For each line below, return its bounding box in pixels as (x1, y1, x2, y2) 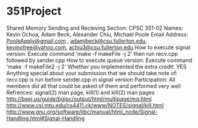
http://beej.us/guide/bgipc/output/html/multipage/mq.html (6, 95, 152, 103)
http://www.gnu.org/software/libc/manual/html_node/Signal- (6, 108, 158, 115)
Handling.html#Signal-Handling (6, 114, 85, 122)
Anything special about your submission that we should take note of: (6, 69, 178, 76)
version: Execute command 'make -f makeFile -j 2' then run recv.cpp (6, 50, 178, 57)
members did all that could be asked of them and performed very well (6, 82, 181, 89)
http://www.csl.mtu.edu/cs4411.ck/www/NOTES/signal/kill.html (6, 101, 164, 109)
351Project (6, 4, 62, 18)
